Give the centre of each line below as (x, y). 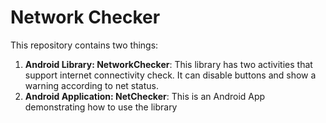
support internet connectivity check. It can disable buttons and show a (170, 75)
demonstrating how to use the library (101, 107)
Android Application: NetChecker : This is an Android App (145, 96)
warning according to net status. (92, 85)
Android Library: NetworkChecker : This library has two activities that (168, 64)
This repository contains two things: (84, 45)
